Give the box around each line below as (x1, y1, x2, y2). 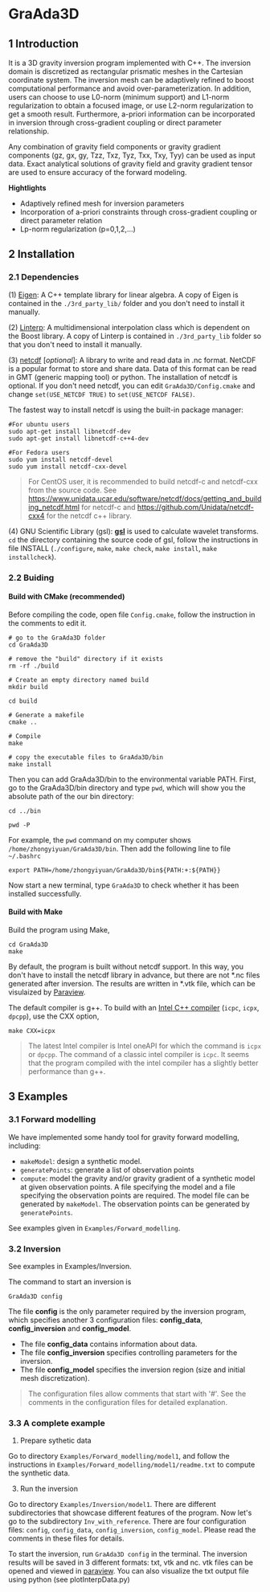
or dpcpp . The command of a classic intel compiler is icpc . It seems (27, 1050, 249, 1059)
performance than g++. (27, 1067, 106, 1076)
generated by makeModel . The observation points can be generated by (19, 1198, 251, 1209)
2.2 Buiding (8, 572, 55, 583)
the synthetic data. (8, 1468, 71, 1478)
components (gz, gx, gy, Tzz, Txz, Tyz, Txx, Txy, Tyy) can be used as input (8, 150, 256, 160)
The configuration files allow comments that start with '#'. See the (27, 1389, 247, 1398)
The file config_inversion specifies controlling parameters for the (19, 1348, 238, 1357)
